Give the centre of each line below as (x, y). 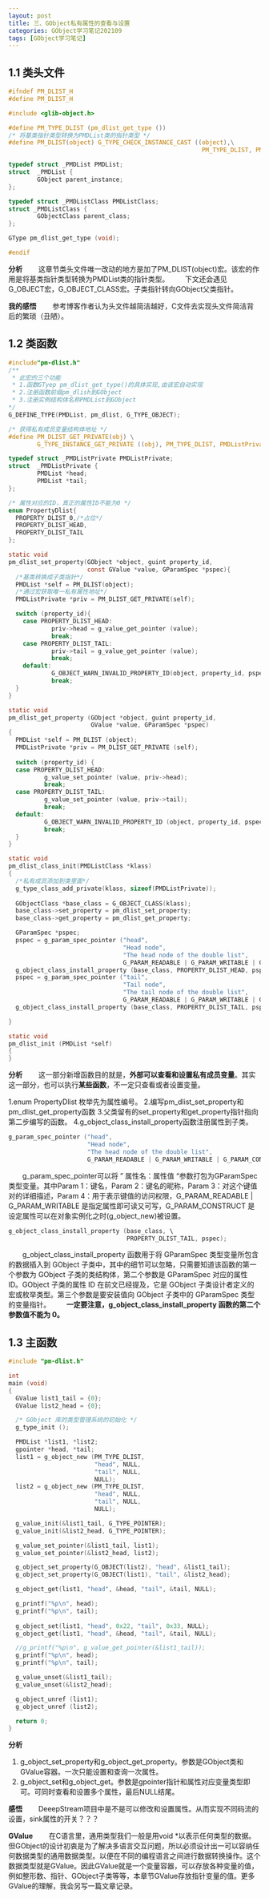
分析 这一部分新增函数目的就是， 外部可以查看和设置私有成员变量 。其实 (132, 1075)
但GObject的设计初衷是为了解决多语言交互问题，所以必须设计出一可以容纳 (130, 1846)
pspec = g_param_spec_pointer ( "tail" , (82, 977)
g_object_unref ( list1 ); (57, 1699)
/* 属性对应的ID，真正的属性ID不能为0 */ (70, 503)
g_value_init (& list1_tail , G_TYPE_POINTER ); (91, 1523)
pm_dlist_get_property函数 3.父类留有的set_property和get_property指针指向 (133, 1112)
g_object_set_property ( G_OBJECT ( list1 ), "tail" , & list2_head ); (123, 1575)
